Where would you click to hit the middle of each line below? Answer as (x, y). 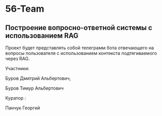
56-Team (25, 9)
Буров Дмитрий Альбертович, (38, 78)
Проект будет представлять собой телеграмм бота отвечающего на (80, 48)
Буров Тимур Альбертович (34, 88)
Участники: (17, 68)
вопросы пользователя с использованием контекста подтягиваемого (81, 53)
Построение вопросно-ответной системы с (79, 28)
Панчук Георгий (23, 108)
